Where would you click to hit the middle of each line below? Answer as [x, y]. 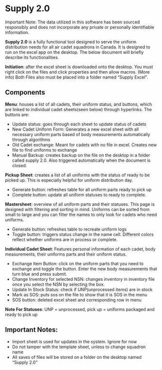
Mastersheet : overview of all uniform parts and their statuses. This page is [80, 204]
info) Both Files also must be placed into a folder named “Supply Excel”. [76, 77]
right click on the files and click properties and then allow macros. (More [77, 72]
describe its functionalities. [32, 57]
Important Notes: [32, 330]
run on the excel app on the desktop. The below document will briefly [74, 52]
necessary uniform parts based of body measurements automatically [81, 134]
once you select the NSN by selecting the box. [58, 284]
